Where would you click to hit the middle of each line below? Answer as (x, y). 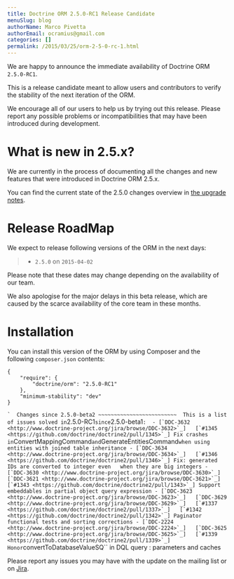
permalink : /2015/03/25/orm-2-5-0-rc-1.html (73, 46)
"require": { (39, 378)
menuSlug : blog (29, 20)
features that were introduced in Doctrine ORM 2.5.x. (83, 178)
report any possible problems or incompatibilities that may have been (107, 116)
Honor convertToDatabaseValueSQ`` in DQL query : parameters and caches (114, 547)
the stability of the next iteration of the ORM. (71, 95)
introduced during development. (54, 123)
